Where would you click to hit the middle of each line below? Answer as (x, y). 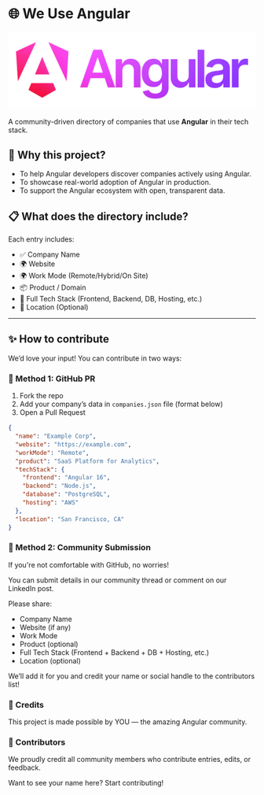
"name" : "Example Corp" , (56, 436)
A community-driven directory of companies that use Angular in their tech (128, 122)
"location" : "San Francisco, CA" (70, 519)
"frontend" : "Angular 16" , (66, 478)
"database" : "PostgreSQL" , (66, 494)
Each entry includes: (41, 239)
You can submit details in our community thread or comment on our (117, 580)
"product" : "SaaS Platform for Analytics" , (87, 461)
